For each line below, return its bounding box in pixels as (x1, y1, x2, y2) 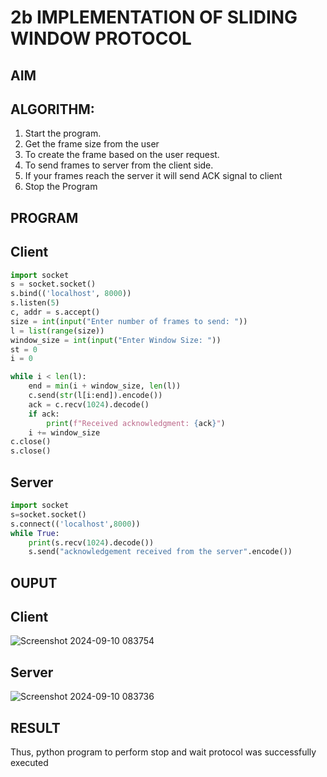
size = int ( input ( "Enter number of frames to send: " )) (10, 316, 248, 326)
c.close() (10, 437, 52, 447)
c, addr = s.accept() (10, 307, 101, 318)
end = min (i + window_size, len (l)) (28, 381, 182, 391)
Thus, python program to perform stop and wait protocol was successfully (10, 746, 317, 758)
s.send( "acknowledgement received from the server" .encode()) (28, 547, 293, 557)
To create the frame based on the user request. (24, 149, 220, 161)
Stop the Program (24, 181, 98, 193)
